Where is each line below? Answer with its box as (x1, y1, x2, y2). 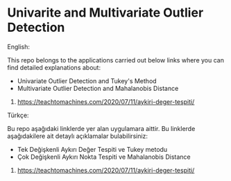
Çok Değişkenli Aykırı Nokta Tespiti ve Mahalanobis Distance (17, 153, 191, 161)
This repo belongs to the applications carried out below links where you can (7, 55, 224, 64)
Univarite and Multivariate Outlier (7, 5, 204, 21)
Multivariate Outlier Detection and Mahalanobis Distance (17, 84, 179, 92)
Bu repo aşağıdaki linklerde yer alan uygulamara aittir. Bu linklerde (7, 124, 196, 132)
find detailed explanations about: (7, 63, 101, 71)
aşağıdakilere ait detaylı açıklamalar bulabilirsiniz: (7, 132, 148, 140)
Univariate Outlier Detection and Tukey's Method (17, 76, 157, 85)
